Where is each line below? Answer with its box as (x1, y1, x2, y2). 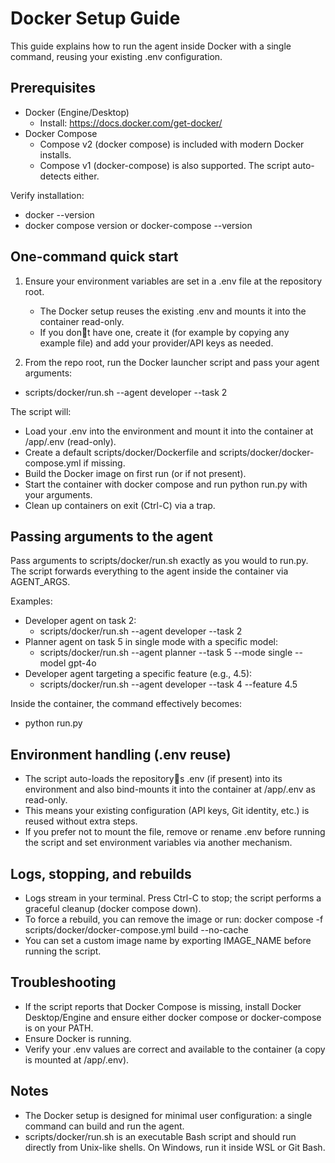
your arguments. (24, 488, 93, 501)
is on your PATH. (24, 1022, 94, 1034)
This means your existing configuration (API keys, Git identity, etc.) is (24, 805, 310, 817)
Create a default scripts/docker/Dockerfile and (24, 446, 217, 458)
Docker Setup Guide (10, 7, 181, 30)
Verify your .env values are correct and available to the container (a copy (24, 1043, 326, 1055)
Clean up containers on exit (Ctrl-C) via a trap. (24, 499, 216, 511)
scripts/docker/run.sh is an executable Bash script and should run (24, 1130, 297, 1142)
